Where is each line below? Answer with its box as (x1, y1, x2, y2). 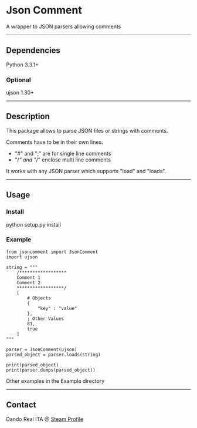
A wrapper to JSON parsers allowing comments (6, 23, 121, 30)
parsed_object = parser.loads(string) (6, 352, 101, 358)
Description (6, 112, 50, 122)
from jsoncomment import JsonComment (6, 249, 98, 255)
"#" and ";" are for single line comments (14, 150, 111, 157)
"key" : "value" (37, 305, 77, 311)
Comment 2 (16, 279, 41, 285)
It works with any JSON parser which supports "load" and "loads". (6, 167, 167, 174)
